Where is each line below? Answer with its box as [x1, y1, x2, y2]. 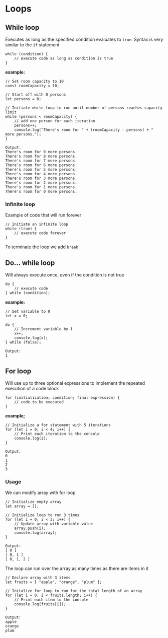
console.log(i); [14, 436, 49, 441]
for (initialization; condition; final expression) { [5, 395, 120, 400]
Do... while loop [5, 258, 55, 267]
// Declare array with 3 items [5, 575, 71, 581]
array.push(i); [14, 526, 46, 531]
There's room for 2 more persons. [5, 180, 78, 185]
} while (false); [5, 340, 42, 345]
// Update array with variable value [14, 522, 93, 527]
